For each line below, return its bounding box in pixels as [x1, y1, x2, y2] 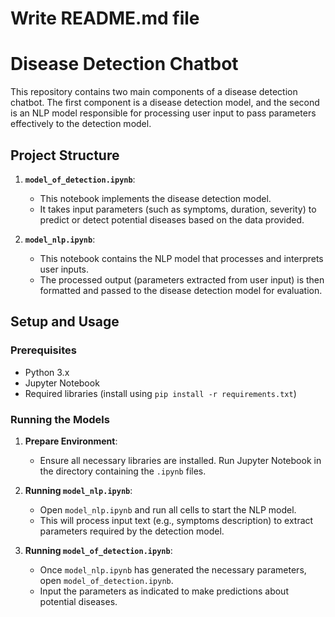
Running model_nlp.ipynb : [24, 484, 133, 496]
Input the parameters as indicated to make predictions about [39, 585, 289, 597]
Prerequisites [10, 343, 77, 357]
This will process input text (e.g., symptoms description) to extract [39, 514, 314, 526]
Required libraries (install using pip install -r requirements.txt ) [24, 387, 297, 399]
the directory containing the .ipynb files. [39, 465, 207, 477]
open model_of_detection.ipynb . [39, 574, 174, 586]
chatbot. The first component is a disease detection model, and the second [10, 97, 320, 109]
